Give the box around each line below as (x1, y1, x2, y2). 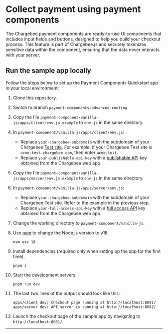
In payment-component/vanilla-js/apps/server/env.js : (12, 184, 125, 190)
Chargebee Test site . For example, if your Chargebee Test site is (20, 144, 153, 150)
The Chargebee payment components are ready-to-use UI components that (5, 30, 162, 36)
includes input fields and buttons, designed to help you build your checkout (5, 36, 161, 42)
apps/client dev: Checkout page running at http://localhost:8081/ (12, 300, 156, 305)
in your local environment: (5, 85, 59, 91)
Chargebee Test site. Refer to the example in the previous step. (20, 199, 150, 205)
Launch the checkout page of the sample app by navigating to (12, 313, 141, 319)
